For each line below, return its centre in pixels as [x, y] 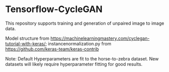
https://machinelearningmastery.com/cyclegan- [100, 38]
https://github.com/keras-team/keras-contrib [52, 49]
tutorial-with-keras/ [25, 43]
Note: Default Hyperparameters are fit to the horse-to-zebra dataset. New [82, 58]
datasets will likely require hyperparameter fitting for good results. [74, 64]
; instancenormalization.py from [78, 43]
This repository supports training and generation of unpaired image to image [85, 23]
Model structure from [27, 38]
